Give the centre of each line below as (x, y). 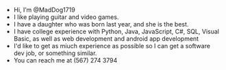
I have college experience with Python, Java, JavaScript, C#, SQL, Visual (116, 31)
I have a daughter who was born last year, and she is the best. (101, 24)
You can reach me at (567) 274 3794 (65, 60)
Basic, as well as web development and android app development (106, 39)
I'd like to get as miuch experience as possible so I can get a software (112, 46)
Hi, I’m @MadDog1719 (44, 10)
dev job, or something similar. (55, 53)
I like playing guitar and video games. (66, 17)
